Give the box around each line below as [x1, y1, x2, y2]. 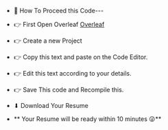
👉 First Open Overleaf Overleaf [13, 21, 105, 28]
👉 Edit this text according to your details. [13, 69, 132, 77]
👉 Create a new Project [13, 36, 82, 45]
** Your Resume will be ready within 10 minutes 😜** [13, 115, 162, 123]
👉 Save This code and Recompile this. [13, 86, 124, 94]
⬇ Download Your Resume [13, 102, 89, 109]
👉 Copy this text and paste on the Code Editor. [13, 53, 148, 61]
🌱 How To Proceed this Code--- [13, 7, 104, 14]
